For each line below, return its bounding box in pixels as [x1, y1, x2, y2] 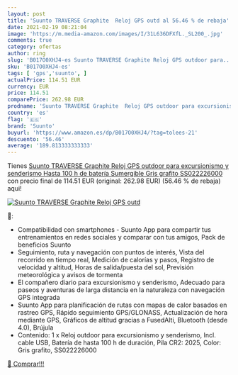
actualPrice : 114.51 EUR [7, 76, 81, 84]
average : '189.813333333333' [7, 142, 93, 150]
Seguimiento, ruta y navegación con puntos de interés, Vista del [17, 248, 205, 257]
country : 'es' [7, 109, 50, 116]
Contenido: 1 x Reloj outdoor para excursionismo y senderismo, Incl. [17, 331, 216, 340]
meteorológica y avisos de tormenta [17, 271, 123, 279]
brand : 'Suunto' [7, 122, 55, 130]
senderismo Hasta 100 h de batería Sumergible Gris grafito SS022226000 [7, 169, 223, 178]
